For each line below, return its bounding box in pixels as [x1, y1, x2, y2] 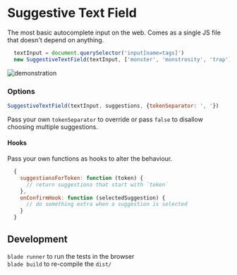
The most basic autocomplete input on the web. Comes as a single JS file [7, 28, 221, 37]
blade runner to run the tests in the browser [7, 252, 135, 260]
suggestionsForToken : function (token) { [20, 174, 143, 181]
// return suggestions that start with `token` [25, 181, 169, 188]
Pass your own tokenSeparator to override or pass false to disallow [7, 115, 203, 123]
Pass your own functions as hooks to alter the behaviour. [7, 154, 173, 163]
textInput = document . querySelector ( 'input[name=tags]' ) [13, 49, 185, 56]
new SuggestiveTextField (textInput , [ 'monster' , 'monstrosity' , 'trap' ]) [13, 56, 235, 63]
